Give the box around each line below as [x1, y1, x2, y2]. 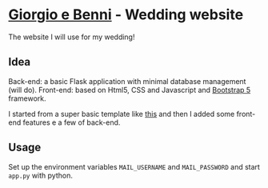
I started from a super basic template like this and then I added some [8, 109, 235, 118]
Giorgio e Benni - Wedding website [8, 6, 244, 24]
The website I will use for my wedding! [8, 32, 135, 42]
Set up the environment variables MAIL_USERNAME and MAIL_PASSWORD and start [8, 162, 260, 171]
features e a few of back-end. [22, 118, 121, 127]
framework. [8, 94, 46, 103]
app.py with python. [8, 170, 74, 180]
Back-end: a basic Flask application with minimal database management [8, 76, 246, 86]
